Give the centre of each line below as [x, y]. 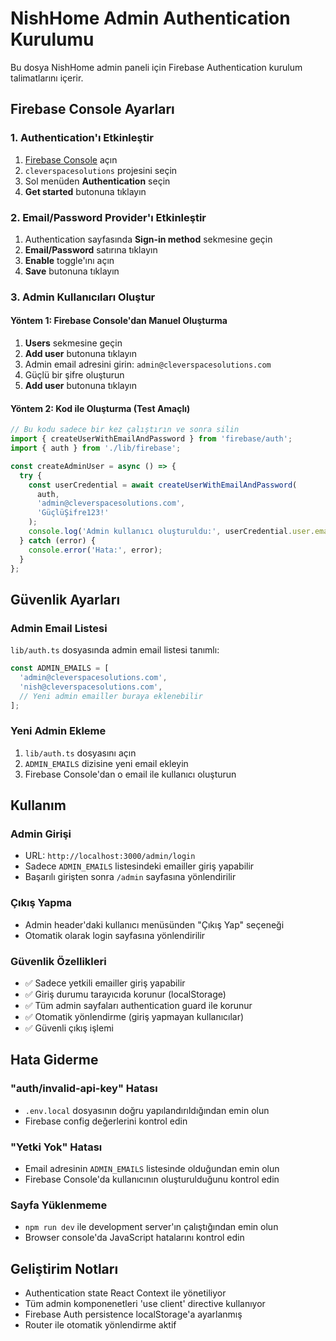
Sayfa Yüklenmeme [59, 1205]
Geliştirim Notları [64, 1268]
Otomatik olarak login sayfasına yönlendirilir [115, 935]
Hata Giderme [54, 1060]
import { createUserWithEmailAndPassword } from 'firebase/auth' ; [151, 439]
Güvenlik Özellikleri [58, 961]
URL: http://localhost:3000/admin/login [110, 856]
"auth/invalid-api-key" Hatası [84, 1089]
